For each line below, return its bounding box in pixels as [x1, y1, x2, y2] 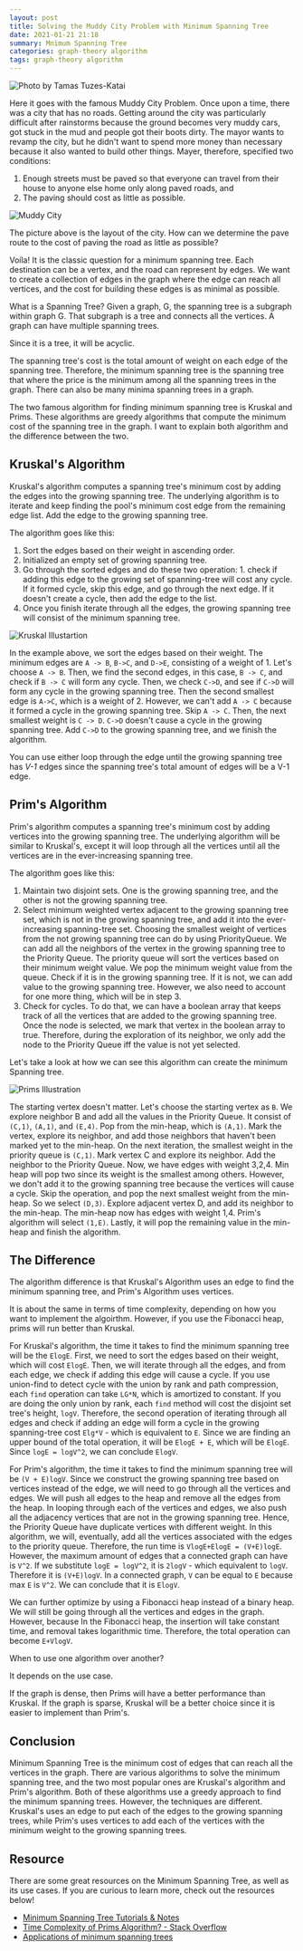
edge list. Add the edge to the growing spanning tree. [9, 509, 209, 521]
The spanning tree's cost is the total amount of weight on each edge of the [9, 355, 289, 366]
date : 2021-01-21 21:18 [9, 30, 99, 39]
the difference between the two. [9, 431, 129, 441]
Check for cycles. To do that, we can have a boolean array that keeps [22, 1000, 282, 1011]
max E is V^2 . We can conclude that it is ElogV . [9, 1580, 181, 1591]
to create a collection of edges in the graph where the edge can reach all [9, 274, 281, 284]
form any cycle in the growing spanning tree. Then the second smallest [9, 686, 274, 697]
